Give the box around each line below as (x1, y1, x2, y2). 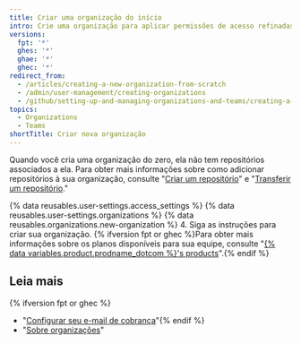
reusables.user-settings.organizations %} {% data (9, 210, 194, 220)
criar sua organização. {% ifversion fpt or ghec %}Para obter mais (9, 228, 254, 239)
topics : (9, 105, 39, 114)
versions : (9, 30, 47, 39)
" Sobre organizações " (21, 324, 105, 335)
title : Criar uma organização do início (9, 13, 163, 22)
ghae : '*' (17, 55, 54, 64)
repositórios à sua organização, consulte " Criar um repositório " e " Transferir (9, 173, 291, 184)
